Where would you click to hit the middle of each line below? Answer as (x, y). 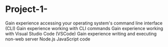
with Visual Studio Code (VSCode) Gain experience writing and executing (81, 33)
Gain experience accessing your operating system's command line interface (84, 23)
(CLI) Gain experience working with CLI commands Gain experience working (84, 28)
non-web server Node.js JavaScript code (48, 39)
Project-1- (26, 9)
